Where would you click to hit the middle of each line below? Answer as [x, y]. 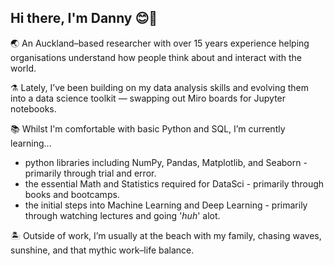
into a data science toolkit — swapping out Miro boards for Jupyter [148, 98]
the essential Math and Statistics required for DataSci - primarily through [174, 183]
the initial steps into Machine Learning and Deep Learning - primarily [166, 205]
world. [23, 68]
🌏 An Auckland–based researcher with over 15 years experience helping [160, 43]
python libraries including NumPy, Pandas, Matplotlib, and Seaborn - [166, 162]
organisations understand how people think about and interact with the [156, 57]
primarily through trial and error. [90, 173]
